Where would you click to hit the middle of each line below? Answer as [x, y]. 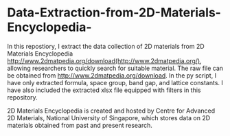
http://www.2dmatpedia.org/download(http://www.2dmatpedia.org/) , [105, 60]
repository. [22, 97]
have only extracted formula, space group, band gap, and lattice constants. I [115, 82]
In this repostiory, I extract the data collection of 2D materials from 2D [106, 46]
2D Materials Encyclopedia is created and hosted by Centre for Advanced [111, 111]
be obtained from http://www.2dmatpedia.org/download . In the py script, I [112, 75]
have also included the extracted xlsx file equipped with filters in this [104, 90]
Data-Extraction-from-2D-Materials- [114, 13]
